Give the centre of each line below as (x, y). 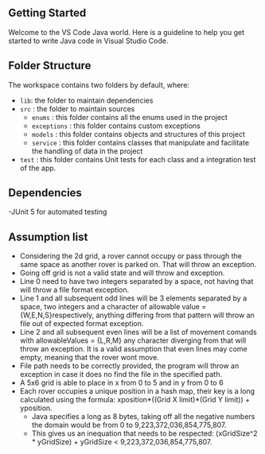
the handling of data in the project (87, 151)
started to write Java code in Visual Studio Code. (88, 41)
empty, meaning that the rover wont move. (89, 358)
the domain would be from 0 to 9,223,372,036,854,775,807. (129, 425)
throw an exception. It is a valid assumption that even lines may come (134, 349)
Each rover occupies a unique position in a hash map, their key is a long (137, 391)
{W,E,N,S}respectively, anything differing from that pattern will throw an (137, 315)
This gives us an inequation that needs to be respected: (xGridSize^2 (144, 433)
